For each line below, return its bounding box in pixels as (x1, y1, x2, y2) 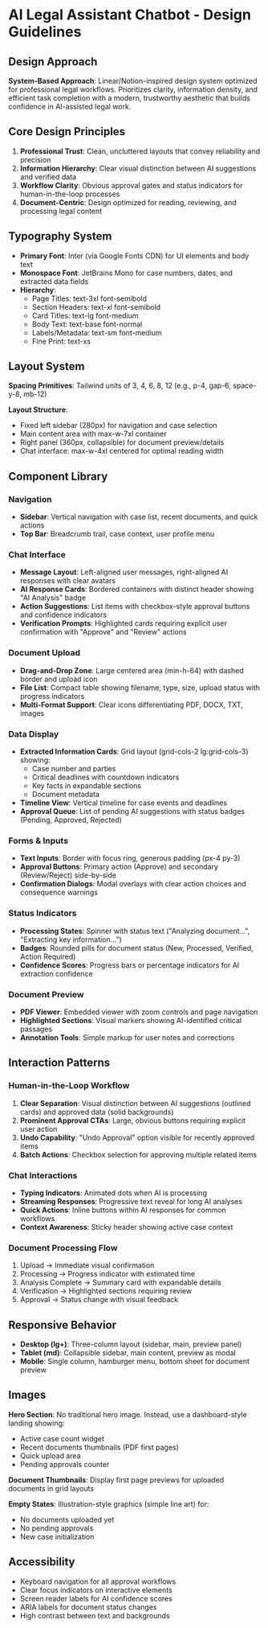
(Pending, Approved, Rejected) (19, 815, 123, 825)
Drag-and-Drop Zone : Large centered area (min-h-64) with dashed (19, 665, 244, 675)
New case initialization (19, 1531, 95, 1541)
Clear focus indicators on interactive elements (19, 1585, 173, 1594)
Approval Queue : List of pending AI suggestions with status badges (19, 807, 246, 816)
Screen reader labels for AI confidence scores (19, 1593, 173, 1603)
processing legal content (19, 206, 103, 216)
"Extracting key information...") (19, 935, 122, 944)
